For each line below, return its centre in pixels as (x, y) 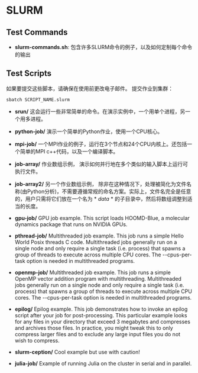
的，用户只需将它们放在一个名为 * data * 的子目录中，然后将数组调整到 (101, 198)
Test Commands (37, 32)
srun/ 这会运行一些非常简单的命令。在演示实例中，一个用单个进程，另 (100, 111)
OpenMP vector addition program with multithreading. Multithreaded (98, 278)
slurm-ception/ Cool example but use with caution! (77, 352)
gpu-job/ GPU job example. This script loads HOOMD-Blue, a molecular (102, 218)
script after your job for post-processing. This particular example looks (101, 315)
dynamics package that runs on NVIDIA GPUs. (71, 224)
